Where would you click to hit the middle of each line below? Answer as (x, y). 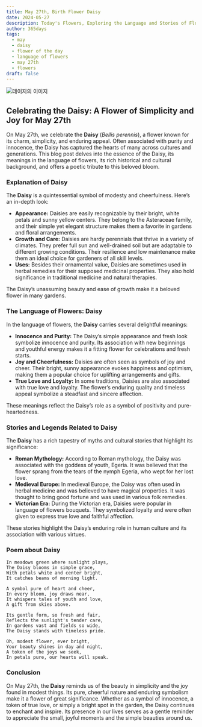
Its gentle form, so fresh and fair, (54, 615)
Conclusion (23, 673)
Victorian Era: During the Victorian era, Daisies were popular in (93, 503)
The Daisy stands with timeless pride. (56, 631)
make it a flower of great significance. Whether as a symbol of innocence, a (100, 698)
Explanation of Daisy (37, 182)
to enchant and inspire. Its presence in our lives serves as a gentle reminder (100, 711)
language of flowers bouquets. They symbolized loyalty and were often (103, 509)
